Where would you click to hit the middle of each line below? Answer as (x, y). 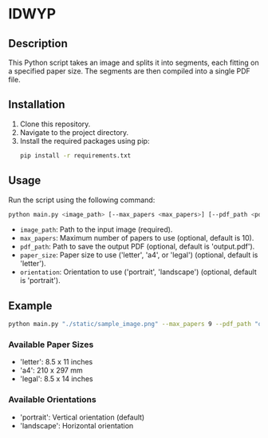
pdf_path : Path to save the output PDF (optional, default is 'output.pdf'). (137, 247)
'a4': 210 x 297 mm (51, 370)
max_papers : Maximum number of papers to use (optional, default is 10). (137, 238)
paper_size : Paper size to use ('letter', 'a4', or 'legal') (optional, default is (139, 255)
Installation (37, 105)
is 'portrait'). (40, 281)
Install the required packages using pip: (85, 141)
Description (38, 44)
